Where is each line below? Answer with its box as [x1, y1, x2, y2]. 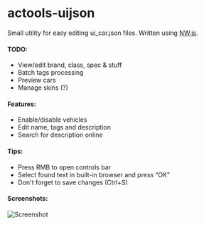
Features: [7, 100, 37, 108]
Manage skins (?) [17, 83, 69, 92]
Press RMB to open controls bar [17, 162, 112, 172]
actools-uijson [7, 5, 95, 21]
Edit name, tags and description [17, 123, 112, 132]
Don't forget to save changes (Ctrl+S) [17, 178, 128, 187]
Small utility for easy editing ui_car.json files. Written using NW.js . [7, 28, 198, 37]
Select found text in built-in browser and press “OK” [17, 170, 171, 179]
